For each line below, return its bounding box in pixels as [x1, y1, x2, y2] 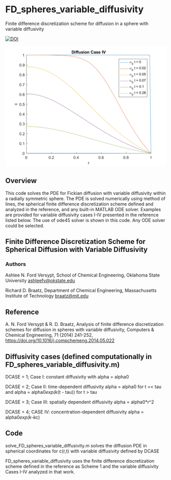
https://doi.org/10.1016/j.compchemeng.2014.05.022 [5, 338, 115, 344]
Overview [5, 176, 37, 185]
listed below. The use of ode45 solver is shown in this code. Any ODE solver [5, 217, 165, 223]
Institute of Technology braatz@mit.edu [5, 293, 89, 299]
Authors [5, 261, 27, 268]
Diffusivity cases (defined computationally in [5, 352, 152, 361]
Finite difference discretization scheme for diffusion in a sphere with [5, 20, 149, 27]
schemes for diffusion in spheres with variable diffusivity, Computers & [5, 326, 155, 333]
